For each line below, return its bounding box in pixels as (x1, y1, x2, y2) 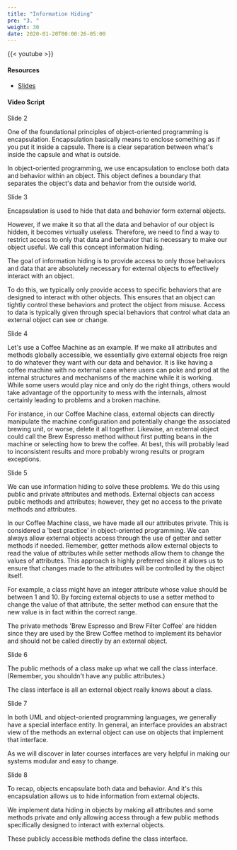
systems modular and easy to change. (7, 756, 119, 765)
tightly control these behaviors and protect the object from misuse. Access (7, 300, 226, 309)
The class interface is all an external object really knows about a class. (7, 685, 214, 694)
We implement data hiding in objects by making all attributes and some (7, 805, 214, 814)
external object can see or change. (7, 315, 110, 324)
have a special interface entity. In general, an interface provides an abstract (7, 720, 228, 729)
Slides (17, 82, 36, 90)
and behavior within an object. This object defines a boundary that (7, 171, 202, 180)
